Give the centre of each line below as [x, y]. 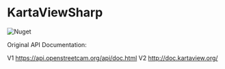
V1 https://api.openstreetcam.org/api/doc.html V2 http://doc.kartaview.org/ [112, 58]
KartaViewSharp [55, 13]
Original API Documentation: [47, 44]
